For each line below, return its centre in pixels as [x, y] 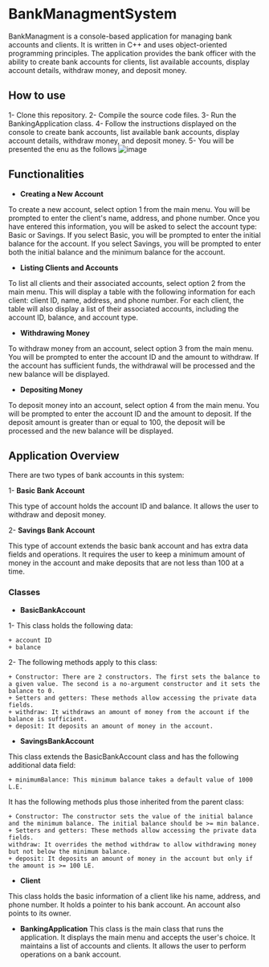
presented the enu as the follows [63, 149]
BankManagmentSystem [93, 14]
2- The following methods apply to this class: [83, 662]
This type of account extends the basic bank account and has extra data [128, 546]
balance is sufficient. [48, 719]
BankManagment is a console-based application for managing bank [120, 36]
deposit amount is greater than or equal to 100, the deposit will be [117, 422]
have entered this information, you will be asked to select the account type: [132, 226]
